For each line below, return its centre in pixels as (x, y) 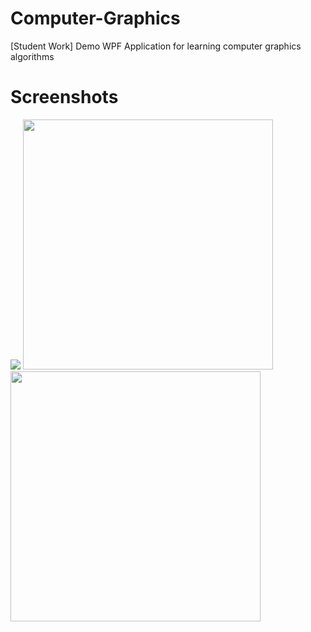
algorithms (32, 56)
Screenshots (64, 97)
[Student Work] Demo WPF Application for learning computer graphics (156, 46)
